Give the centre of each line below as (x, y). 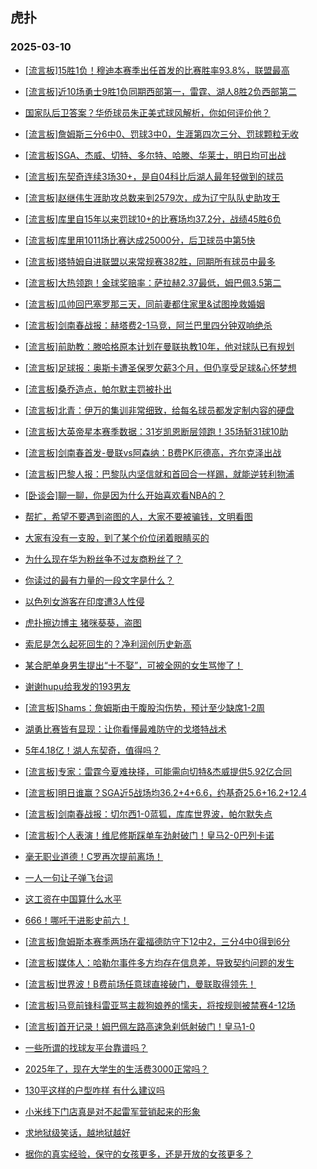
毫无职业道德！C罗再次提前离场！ (94, 856)
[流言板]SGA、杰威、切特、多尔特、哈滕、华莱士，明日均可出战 (155, 155)
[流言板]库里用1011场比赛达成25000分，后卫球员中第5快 (140, 240)
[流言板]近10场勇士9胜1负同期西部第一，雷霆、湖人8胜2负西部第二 (161, 91)
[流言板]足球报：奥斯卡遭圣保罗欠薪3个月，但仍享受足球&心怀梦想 (160, 367)
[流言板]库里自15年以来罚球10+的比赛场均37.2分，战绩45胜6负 (153, 219)
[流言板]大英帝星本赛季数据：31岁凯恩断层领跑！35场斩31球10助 (156, 431)
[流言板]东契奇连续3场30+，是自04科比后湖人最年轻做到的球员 (154, 176)
